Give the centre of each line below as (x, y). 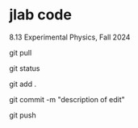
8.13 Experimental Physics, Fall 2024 (70, 37)
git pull (21, 52)
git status (25, 68)
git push (23, 115)
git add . (23, 84)
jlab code (40, 15)
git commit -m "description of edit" (67, 99)
